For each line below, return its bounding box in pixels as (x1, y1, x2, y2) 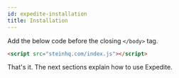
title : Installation (7, 17, 69, 24)
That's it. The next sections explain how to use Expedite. (7, 63, 173, 72)
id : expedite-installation (7, 10, 87, 18)
